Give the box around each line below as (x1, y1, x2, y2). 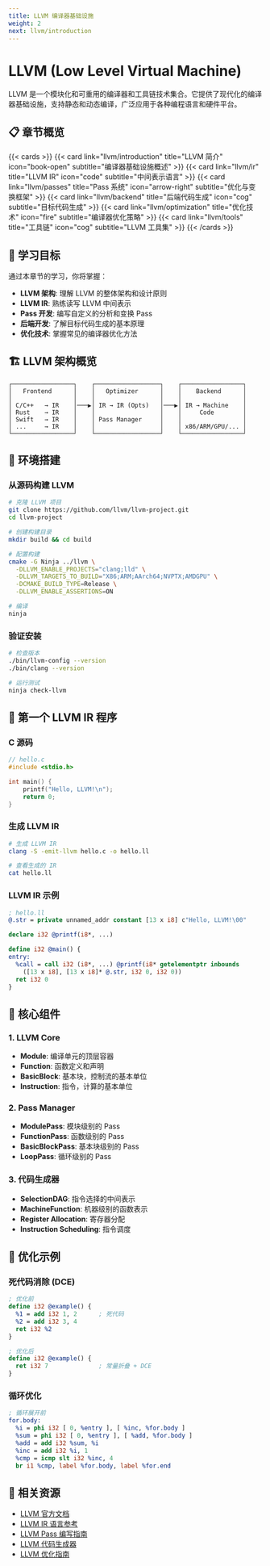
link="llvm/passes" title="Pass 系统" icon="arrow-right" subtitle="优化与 (8, 182, 249, 192)
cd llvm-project (8, 513, 63, 521)
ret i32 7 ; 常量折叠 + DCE (15, 1362, 152, 1371)
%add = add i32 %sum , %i (15, 1438, 99, 1447)
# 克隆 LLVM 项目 (8, 498, 62, 507)
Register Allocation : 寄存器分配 (19, 1214, 126, 1224)
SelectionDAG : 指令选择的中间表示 (19, 1194, 135, 1204)
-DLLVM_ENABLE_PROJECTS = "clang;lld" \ (15, 565, 147, 573)
